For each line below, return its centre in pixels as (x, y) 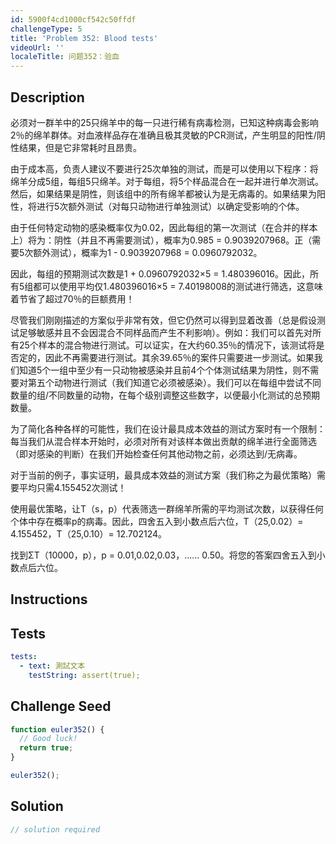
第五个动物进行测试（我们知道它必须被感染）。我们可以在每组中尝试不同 (174, 382)
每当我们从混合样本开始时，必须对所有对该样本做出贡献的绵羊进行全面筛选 (163, 441)
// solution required (55, 829)
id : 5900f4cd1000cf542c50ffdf (73, 19)
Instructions (49, 599)
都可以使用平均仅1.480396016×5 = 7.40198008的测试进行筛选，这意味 (178, 286)
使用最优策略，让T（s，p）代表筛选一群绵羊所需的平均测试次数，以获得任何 (167, 508)
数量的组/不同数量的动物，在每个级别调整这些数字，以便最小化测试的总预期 (165, 395)
